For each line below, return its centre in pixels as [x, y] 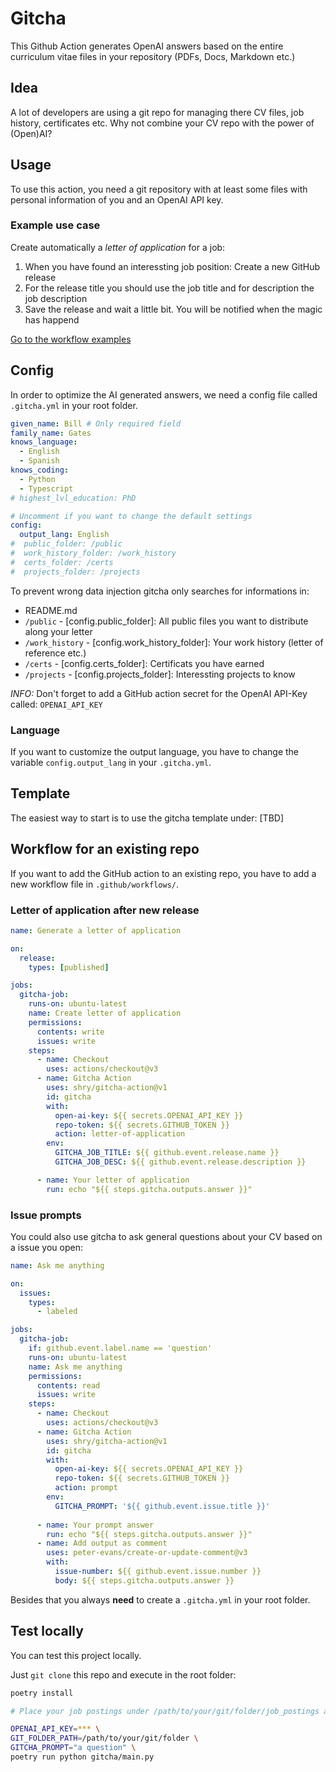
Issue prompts [46, 1215]
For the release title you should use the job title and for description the [169, 288]
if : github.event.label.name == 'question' [120, 1348]
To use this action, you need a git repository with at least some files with [159, 189]
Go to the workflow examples [71, 339]
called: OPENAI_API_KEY [56, 704]
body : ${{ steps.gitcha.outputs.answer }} [144, 1580]
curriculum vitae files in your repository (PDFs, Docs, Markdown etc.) [153, 56]
